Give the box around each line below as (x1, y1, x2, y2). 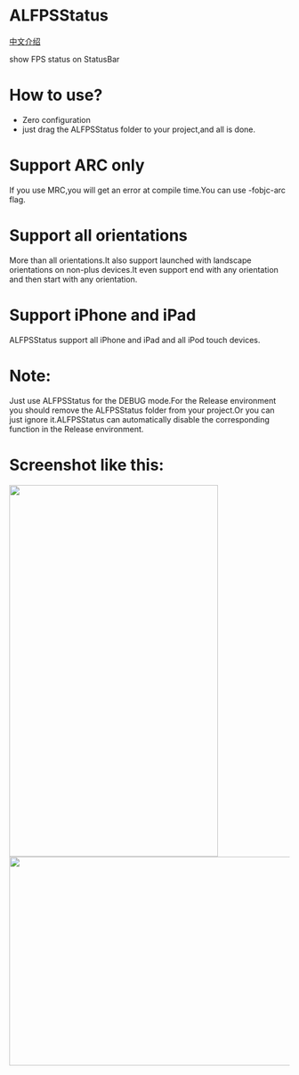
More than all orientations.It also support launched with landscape (9, 255, 252, 266)
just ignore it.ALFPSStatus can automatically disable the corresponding (9, 414, 270, 424)
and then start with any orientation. (9, 274, 138, 284)
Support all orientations (9, 226, 189, 245)
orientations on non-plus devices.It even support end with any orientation (9, 264, 279, 275)
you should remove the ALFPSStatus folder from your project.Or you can (9, 405, 275, 415)
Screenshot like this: (9, 455, 165, 475)
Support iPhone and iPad (9, 305, 197, 325)
